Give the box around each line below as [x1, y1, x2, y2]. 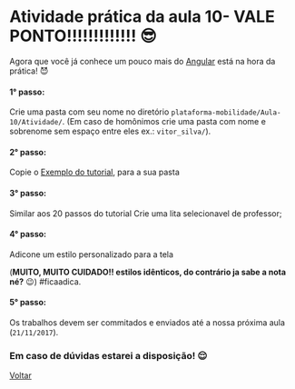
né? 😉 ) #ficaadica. [9, 275, 82, 287]
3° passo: [9, 187, 47, 198]
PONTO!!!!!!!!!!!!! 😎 [9, 25, 157, 46]
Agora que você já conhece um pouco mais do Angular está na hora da [9, 55, 276, 66]
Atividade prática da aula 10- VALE [9, 6, 275, 27]
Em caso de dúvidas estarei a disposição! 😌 [9, 349, 208, 362]
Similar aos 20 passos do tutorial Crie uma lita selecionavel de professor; [9, 207, 282, 219]
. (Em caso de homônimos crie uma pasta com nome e [62, 116, 266, 127]
